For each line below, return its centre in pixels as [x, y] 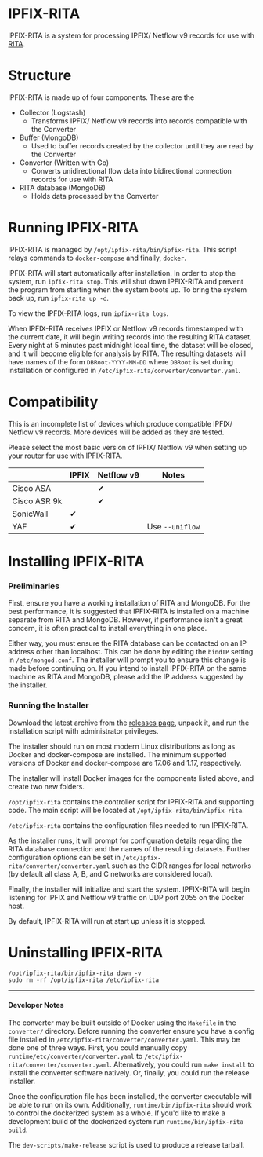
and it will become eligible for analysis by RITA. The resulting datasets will [127, 353]
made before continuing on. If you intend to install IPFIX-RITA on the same [127, 668]
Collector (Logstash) [52, 112]
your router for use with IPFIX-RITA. [65, 456]
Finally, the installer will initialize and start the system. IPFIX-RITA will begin [129, 889]
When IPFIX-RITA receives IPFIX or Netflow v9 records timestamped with [126, 328]
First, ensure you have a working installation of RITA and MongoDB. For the [129, 603]
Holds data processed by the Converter [95, 196]
